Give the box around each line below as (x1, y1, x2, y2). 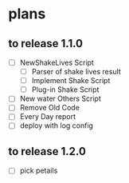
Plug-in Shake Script (31, 85, 100, 94)
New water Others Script (19, 93, 102, 104)
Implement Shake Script (31, 76, 111, 86)
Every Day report (19, 112, 76, 121)
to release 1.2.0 (8, 145, 86, 158)
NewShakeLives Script (19, 58, 94, 67)
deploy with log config (19, 121, 94, 130)
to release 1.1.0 (8, 37, 84, 50)
